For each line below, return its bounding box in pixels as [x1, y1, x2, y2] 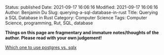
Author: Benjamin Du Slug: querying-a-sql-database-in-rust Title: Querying [5, 9, 158, 15]
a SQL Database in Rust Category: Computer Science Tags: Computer [5, 15, 147, 20]
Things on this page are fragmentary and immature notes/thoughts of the [5, 30, 159, 35]
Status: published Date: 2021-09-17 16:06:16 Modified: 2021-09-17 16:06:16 [5, 4, 158, 10]
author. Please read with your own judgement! [5, 35, 102, 41]
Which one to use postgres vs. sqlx [5, 45, 77, 50]
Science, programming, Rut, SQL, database [5, 20, 93, 26]
